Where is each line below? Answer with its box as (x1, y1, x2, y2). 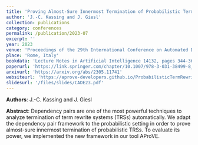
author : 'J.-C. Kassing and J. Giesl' (6, 14, 101, 20)
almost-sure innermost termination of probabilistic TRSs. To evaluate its (6, 126, 180, 133)
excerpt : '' (6, 36, 35, 42)
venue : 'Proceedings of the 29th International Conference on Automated (6, 47, 189, 53)
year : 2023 (6, 42, 33, 48)
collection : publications (6, 19, 70, 25)
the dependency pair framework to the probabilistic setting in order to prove (6, 120, 191, 127)
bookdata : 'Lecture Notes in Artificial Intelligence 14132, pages (6, 58, 176, 64)
